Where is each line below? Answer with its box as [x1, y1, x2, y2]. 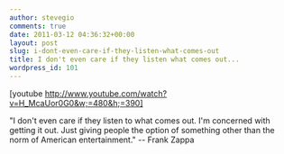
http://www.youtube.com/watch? [44, 87, 168, 99]
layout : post [9, 38, 59, 48]
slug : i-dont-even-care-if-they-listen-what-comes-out [9, 47, 220, 56]
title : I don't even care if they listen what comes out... [9, 55, 241, 64]
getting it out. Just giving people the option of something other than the [9, 124, 275, 135]
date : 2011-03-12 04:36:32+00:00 [9, 30, 135, 39]
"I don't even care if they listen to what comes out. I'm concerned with [9, 114, 270, 126]
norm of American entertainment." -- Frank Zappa [9, 134, 195, 145]
